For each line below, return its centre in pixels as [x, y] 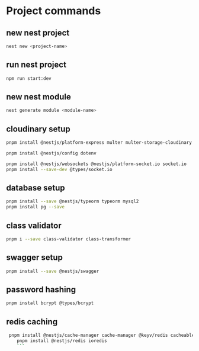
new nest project [38, 33]
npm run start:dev [29, 78]
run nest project [36, 65]
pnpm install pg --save [36, 207]
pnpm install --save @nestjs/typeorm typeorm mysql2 [73, 202]
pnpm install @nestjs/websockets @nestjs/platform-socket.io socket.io [96, 164]
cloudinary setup [38, 129]
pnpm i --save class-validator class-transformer [69, 239]
